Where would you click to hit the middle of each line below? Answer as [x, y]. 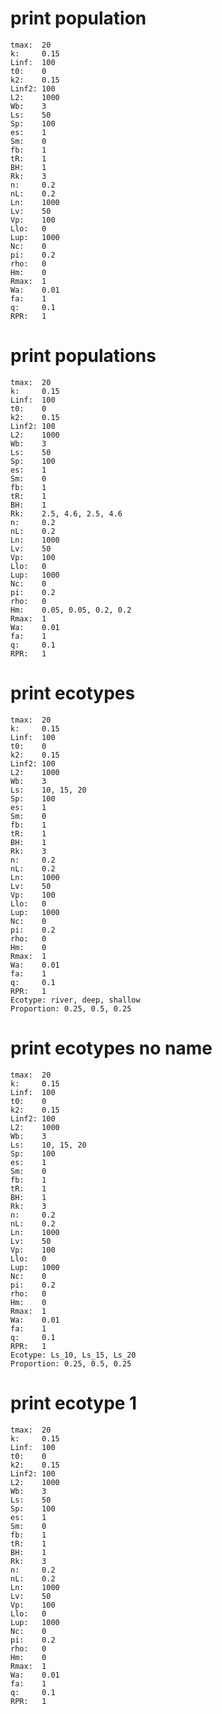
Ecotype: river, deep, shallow [75, 1000]
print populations [83, 356]
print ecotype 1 [74, 1403]
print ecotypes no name [111, 1048]
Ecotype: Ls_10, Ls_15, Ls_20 [73, 1355]
